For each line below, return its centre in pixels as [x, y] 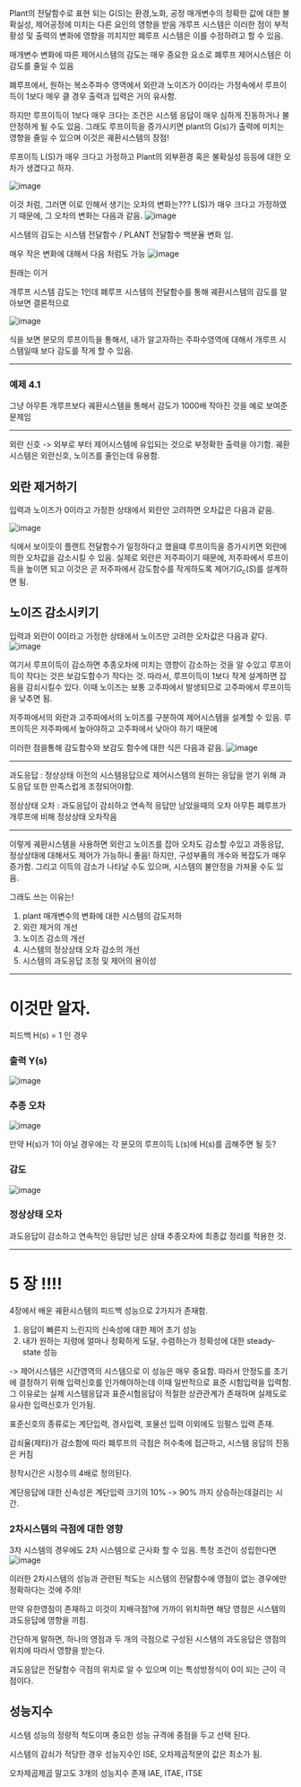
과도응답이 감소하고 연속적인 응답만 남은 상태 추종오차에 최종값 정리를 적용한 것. [148, 1235]
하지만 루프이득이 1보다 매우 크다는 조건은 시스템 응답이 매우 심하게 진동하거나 [145, 115]
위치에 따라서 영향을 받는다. [57, 1651]
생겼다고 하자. [50, 168]
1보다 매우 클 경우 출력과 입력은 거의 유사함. [101, 96]
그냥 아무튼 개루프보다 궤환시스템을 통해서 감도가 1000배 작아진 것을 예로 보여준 [149, 405]
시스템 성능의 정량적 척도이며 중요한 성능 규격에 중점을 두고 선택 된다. [130, 1735]
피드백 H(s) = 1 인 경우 [48, 1035]
